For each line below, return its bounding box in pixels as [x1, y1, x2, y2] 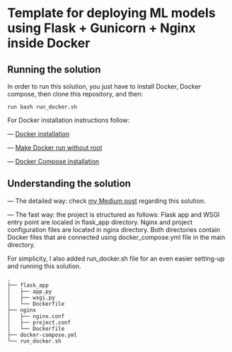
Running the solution [7, 63, 101, 75]
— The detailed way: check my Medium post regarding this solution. [7, 197, 207, 205]
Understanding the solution [7, 177, 131, 189]
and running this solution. [7, 261, 81, 270]
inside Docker [7, 35, 91, 51]
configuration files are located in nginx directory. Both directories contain [7, 225, 221, 233]
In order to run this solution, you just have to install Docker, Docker [7, 82, 202, 90]
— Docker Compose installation [7, 158, 100, 165]
